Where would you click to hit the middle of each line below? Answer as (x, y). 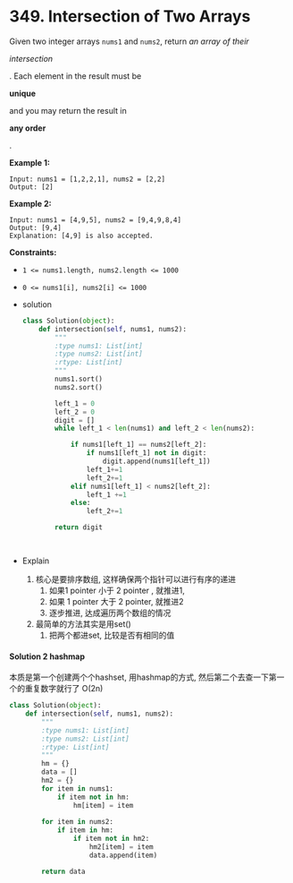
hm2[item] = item (121, 847)
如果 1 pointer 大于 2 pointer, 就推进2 (116, 601)
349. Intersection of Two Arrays (130, 17)
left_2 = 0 (75, 412)
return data (64, 871)
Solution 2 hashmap (47, 656)
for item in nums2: (78, 822)
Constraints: (33, 252)
